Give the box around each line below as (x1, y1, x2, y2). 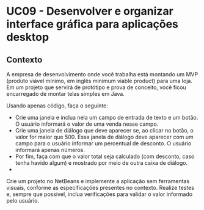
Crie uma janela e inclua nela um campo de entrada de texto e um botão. (15, 114, 199, 121)
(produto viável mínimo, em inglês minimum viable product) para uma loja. (6, 78, 192, 84)
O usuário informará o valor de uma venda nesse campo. (15, 120, 159, 128)
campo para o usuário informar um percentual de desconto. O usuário (15, 140, 192, 147)
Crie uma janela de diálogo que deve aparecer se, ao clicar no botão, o (15, 127, 194, 134)
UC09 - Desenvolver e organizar (6, 4, 174, 18)
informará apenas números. (15, 147, 86, 153)
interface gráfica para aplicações (6, 17, 179, 31)
